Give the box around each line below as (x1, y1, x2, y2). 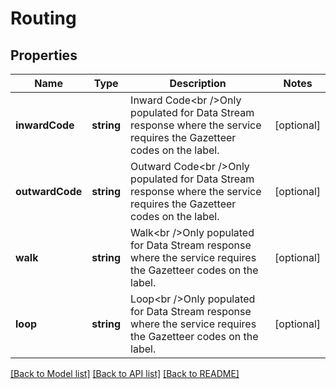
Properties (10, 47, 78, 64)
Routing (10, 7, 77, 30)
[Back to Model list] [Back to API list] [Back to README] (10, 368, 240, 379)
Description (169, 77, 227, 90)
